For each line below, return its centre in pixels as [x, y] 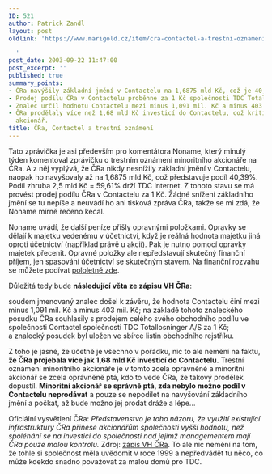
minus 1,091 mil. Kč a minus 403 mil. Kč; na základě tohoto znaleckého [125, 310]
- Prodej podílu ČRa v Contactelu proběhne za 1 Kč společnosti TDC [126, 98]
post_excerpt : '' [38, 68]
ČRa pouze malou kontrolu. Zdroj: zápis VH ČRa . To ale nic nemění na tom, [133, 444]
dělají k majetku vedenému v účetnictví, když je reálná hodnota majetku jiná [134, 235]
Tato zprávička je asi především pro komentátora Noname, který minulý [127, 151]
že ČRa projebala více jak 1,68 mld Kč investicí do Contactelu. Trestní [126, 360]
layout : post [30, 31]
